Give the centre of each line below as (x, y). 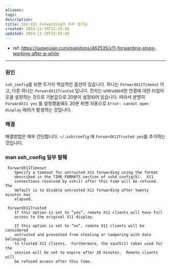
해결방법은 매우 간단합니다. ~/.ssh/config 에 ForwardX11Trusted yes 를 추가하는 (85, 136)
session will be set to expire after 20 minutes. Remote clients (86, 252)
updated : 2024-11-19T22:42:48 (37, 34)
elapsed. (24, 199)
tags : (11, 15)
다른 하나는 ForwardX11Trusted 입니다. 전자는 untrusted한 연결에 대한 (81, 91)
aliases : (15, 10)
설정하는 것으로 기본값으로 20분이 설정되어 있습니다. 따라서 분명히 (80, 97)
